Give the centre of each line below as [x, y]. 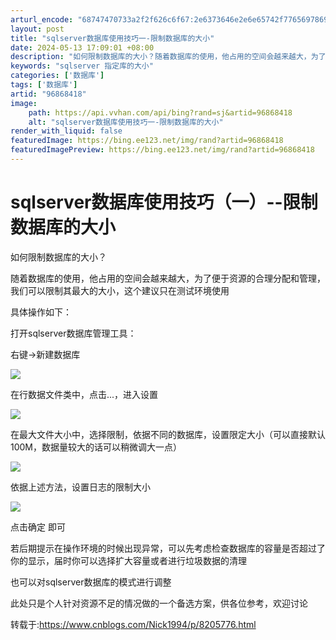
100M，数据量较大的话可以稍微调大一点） [96, 447]
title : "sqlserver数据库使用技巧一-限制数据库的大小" [112, 38]
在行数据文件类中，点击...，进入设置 [84, 394]
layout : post [37, 29]
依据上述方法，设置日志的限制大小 [80, 487]
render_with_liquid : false [66, 131]
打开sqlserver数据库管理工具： [73, 333]
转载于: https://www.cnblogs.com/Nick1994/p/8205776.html [133, 624]
